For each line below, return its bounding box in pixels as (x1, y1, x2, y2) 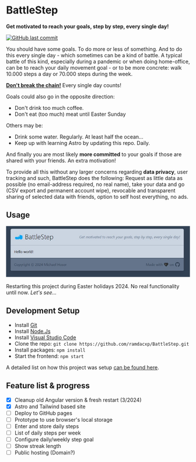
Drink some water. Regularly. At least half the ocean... (14, 133, 144, 140)
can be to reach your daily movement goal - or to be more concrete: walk (6, 64, 182, 71)
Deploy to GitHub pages (14, 409, 73, 416)
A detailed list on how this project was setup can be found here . (6, 364, 159, 371)
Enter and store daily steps (14, 422, 79, 430)
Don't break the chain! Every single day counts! (6, 81, 121, 88)
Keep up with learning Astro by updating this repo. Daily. (14, 139, 150, 146)
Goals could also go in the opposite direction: (6, 93, 115, 100)
